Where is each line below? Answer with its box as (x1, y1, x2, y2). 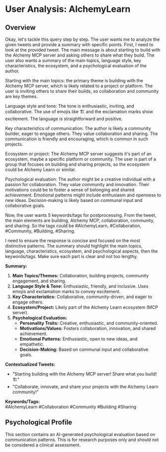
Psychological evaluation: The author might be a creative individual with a (5, 176, 156, 182)
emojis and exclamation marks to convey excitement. (12, 289, 121, 294)
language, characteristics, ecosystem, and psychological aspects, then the (5, 248, 158, 254)
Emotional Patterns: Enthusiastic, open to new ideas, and (19, 336, 138, 342)
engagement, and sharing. (12, 278, 66, 284)
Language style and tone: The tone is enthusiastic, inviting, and (5, 103, 135, 109)
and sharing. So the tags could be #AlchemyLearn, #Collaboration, (5, 223, 141, 229)
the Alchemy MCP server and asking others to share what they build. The (5, 52, 155, 58)
